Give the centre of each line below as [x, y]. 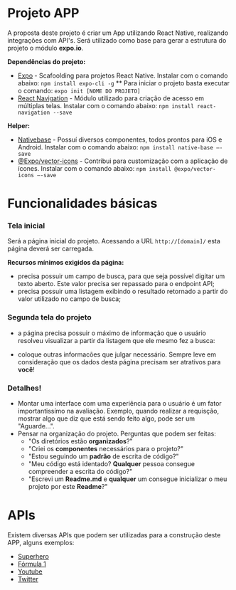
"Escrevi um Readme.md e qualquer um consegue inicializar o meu [128, 479]
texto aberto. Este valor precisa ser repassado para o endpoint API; [116, 284]
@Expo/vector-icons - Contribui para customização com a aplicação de [123, 161]
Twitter [28, 579]
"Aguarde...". [36, 426]
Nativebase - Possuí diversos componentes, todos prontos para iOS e [120, 139]
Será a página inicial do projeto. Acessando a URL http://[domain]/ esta [114, 241]
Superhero [33, 556]
